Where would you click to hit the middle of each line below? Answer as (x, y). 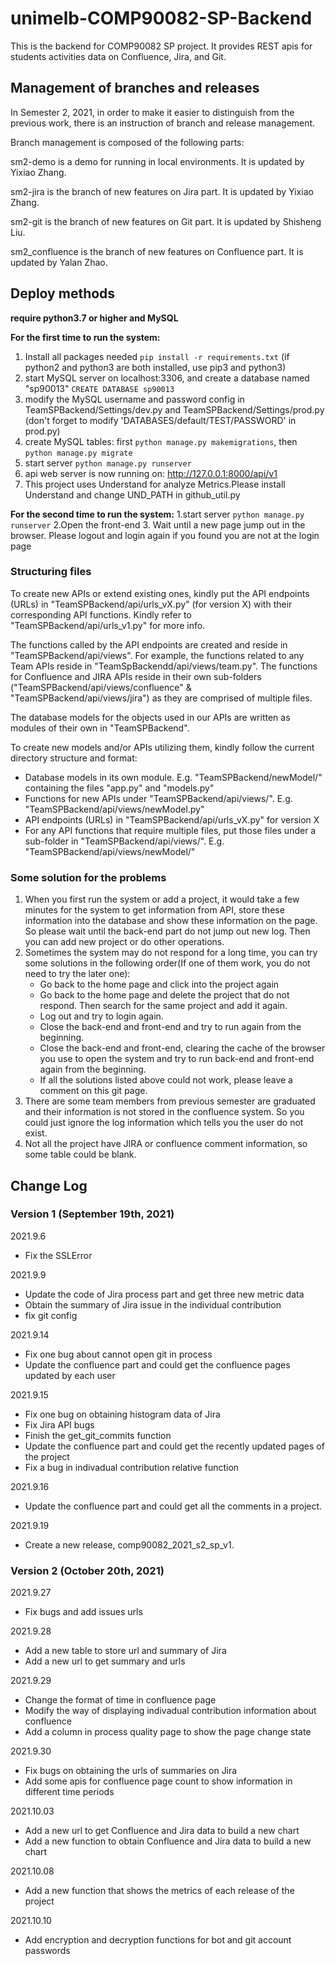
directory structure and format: (74, 758)
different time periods (69, 1792)
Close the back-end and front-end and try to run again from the (170, 1027)
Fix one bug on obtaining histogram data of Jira (122, 1414)
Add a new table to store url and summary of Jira (125, 1651)
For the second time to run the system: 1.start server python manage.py (157, 514)
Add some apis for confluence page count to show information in (158, 1781)
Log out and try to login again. (101, 1016)
